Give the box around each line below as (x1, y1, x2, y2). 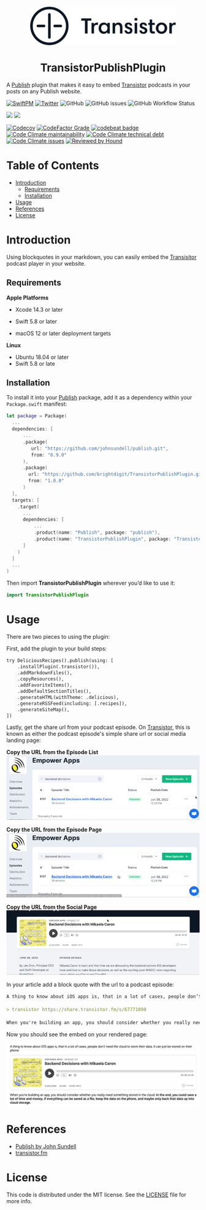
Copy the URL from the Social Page (6, 903, 97, 911)
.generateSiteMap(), (17, 707, 70, 713)
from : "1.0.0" (28, 478, 64, 484)
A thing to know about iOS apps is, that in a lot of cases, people (6, 993, 185, 1000)
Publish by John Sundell (15, 1143, 77, 1150)
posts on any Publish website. (6, 87, 82, 95)
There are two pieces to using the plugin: (6, 633, 110, 641)
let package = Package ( (6, 413, 67, 419)
